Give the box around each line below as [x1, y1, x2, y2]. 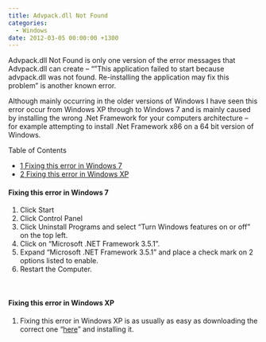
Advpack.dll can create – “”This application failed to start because [8, 64, 225, 74]
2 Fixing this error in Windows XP [19, 169, 129, 179]
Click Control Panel [19, 214, 83, 223]
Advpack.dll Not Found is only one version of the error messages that [8, 56, 236, 65]
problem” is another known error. [8, 81, 117, 91]
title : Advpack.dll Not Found [8, 11, 109, 20]
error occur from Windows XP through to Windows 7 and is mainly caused [8, 105, 252, 115]
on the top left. [19, 231, 68, 240]
